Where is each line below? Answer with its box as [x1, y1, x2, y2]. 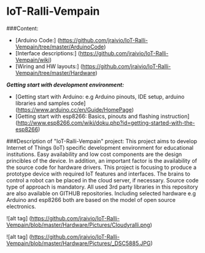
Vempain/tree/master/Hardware [15, 69, 96, 76]
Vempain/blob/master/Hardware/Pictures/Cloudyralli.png [6, 221, 150, 228]
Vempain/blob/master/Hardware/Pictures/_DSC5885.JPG [6, 239, 151, 247]
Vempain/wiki [15, 56, 50, 63]
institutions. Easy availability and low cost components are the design [6, 150, 182, 158]
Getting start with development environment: [6, 81, 125, 88]
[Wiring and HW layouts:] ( [15, 63, 83, 70]
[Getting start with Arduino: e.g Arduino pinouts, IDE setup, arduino [15, 93, 185, 100]
